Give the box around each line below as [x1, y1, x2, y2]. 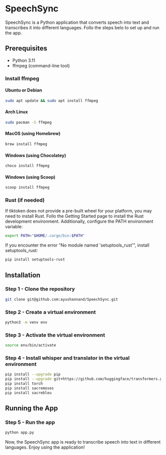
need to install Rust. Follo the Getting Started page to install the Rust [5, 213, 144, 219]
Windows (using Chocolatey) [5, 152, 67, 158]
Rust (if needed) [5, 197, 45, 203]
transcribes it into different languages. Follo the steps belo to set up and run [5, 24, 160, 30]
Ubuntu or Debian [5, 87, 42, 93]
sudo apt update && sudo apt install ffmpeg [5, 98, 98, 103]
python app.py [5, 430, 35, 435]
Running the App [5, 404, 58, 412]
